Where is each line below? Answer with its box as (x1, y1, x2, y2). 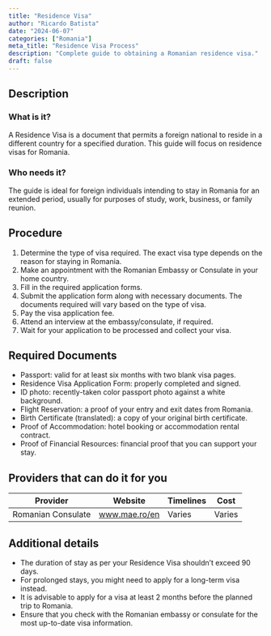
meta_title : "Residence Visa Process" (8, 42, 139, 50)
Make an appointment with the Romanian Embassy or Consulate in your (19, 265, 259, 275)
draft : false (8, 58, 53, 66)
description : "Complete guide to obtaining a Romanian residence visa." (8, 49, 259, 58)
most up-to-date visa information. (19, 618, 133, 628)
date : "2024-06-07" (8, 27, 74, 35)
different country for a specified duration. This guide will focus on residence (8, 139, 262, 148)
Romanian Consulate (12, 509, 91, 520)
